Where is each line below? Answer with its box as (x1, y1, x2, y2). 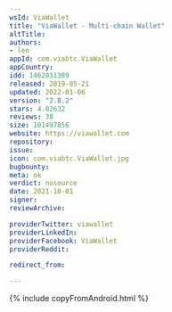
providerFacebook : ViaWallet (9, 236, 118, 245)
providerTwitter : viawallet (9, 219, 114, 228)
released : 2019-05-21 (9, 79, 90, 88)
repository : (9, 137, 53, 146)
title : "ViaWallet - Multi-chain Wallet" (9, 21, 166, 30)
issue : (9, 145, 34, 154)
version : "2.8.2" (9, 95, 74, 105)
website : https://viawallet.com (9, 129, 129, 138)
